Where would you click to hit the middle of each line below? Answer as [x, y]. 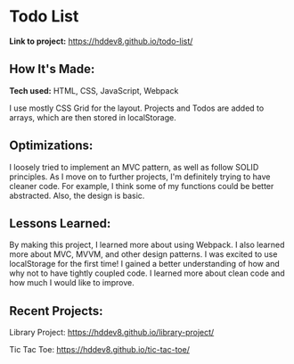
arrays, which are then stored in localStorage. [93, 117]
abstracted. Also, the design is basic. [77, 195]
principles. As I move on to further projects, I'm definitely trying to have [140, 177]
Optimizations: [51, 146]
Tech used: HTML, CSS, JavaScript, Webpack [94, 90]
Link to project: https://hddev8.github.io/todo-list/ [101, 41]
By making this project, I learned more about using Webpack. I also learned [147, 245]
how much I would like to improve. [72, 283]
